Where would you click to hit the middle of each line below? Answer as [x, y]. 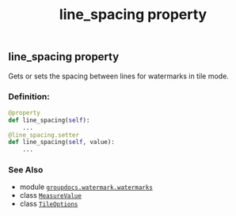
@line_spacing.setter [44, 135]
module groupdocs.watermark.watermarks [86, 187]
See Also [26, 170]
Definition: [29, 97]
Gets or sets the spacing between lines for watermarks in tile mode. [119, 76]
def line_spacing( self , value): [61, 142]
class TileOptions [49, 204]
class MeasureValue [50, 195]
